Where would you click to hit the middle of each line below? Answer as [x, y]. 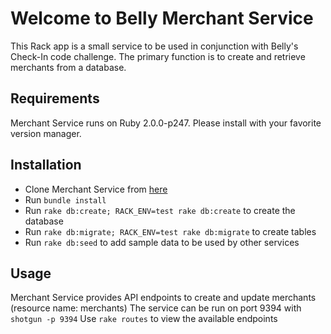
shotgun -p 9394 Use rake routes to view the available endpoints [144, 319]
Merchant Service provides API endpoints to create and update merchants [163, 298]
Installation [46, 165]
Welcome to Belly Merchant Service [162, 18]
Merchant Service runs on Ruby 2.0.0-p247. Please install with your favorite [166, 123]
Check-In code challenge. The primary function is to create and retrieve [158, 56]
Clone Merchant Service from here [96, 189]
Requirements [55, 98]
